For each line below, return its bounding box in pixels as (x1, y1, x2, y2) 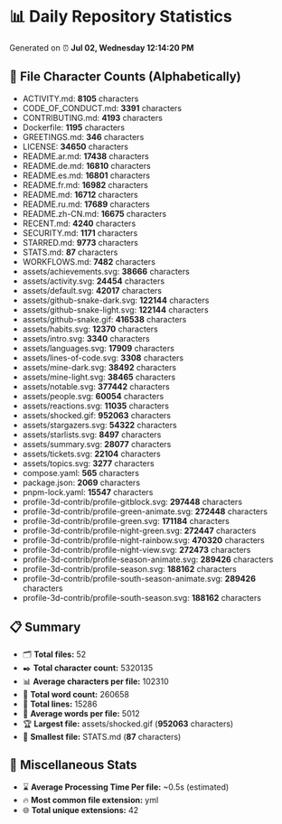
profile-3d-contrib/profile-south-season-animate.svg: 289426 (22, 573, 256, 584)
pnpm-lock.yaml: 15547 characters (22, 486, 154, 497)
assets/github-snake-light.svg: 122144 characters (22, 304, 210, 315)
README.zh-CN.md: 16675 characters (22, 208, 167, 219)
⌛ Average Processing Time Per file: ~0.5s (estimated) (22, 782, 230, 792)
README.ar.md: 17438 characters (22, 150, 149, 162)
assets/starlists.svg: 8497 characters (22, 429, 162, 440)
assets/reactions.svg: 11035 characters (22, 400, 170, 411)
